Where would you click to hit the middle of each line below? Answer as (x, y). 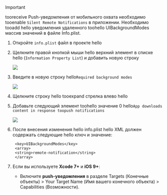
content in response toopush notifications (58, 111)
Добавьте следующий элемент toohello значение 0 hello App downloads (87, 106)
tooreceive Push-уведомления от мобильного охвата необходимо (75, 17)
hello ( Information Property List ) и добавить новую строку (75, 58)
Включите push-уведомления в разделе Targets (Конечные (84, 176)
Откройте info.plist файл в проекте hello (57, 43)
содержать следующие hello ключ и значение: (62, 135)
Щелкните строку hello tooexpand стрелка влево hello (70, 96)
